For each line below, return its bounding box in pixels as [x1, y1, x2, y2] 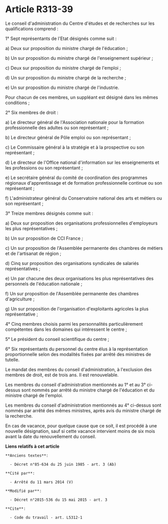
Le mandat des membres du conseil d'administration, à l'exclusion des [5, 366, 152, 372]
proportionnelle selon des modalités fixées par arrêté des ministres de [5, 351, 151, 357]
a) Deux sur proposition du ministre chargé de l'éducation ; [5, 45, 128, 51]
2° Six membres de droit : [5, 109, 59, 115]
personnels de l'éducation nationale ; [5, 281, 82, 287]
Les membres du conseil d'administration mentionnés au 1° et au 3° [5, 381, 146, 387]
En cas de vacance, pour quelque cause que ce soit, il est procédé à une [5, 422, 157, 428]
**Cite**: [5, 506, 26, 511]
